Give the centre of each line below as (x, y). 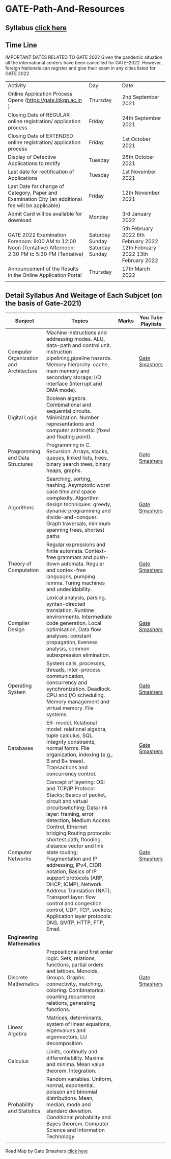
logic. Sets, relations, (71, 958)
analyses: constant (69, 636)
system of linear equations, (78, 1024)
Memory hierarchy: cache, (78, 365)
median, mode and (68, 1105)
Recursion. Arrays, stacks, (77, 452)
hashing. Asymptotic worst (78, 485)
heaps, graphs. (64, 470)
